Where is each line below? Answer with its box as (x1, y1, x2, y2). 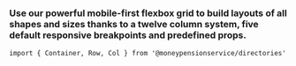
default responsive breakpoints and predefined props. (9, 29, 247, 41)
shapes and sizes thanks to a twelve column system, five (9, 18, 259, 30)
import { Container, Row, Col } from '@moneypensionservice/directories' (9, 49, 287, 58)
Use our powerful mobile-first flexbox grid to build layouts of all (9, 7, 287, 19)
